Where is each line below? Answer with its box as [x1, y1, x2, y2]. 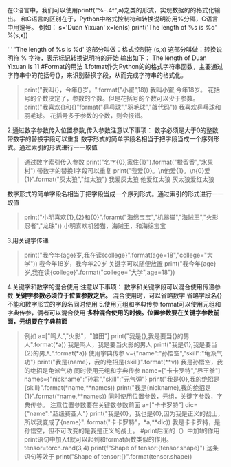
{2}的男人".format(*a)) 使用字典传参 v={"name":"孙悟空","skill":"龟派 [23, 349, 217, 357]
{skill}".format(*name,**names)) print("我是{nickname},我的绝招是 [23, 384, 212, 391]
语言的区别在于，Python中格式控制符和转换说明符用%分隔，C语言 [31, 14, 219, 23]
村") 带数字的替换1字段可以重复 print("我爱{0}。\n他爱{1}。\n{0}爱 [23, 167, 211, 174]
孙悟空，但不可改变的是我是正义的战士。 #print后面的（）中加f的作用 [23, 426, 220, 435]
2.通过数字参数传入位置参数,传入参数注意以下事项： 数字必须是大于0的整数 [7, 126, 219, 134]
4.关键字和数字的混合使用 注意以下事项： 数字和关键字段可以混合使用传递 [7, 283, 215, 291]
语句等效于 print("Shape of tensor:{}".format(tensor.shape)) [23, 453, 192, 460]
